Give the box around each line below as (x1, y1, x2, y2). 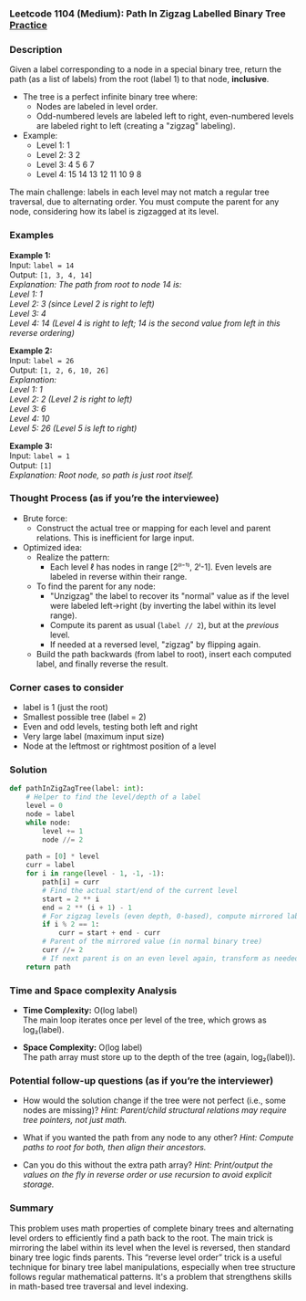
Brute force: (22, 512, 68, 523)
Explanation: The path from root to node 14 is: (9, 278, 182, 289)
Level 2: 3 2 (36, 150, 81, 161)
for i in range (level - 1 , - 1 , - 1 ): (25, 869, 166, 878)
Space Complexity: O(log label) (22, 1042, 143, 1053)
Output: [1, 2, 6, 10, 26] (9, 364, 109, 375)
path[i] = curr (42, 877, 100, 887)
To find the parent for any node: (36, 581, 157, 592)
